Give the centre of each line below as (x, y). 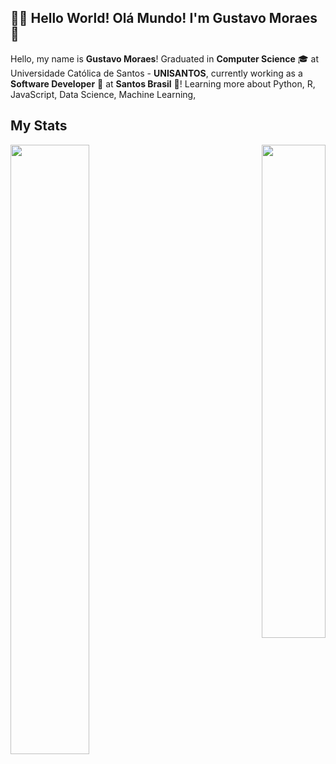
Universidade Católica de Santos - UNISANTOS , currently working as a (156, 73)
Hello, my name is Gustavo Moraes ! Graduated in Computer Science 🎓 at (164, 58)
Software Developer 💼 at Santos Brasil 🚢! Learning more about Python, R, (163, 83)
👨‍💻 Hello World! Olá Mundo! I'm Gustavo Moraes (164, 18)
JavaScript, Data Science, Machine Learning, (103, 94)
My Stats (39, 126)
